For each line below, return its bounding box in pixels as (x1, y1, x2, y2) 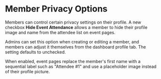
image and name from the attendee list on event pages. (5, 29, 115, 35)
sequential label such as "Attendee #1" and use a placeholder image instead (5, 64, 157, 69)
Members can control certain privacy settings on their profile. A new (5, 19, 142, 25)
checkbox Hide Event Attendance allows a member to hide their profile (5, 24, 148, 30)
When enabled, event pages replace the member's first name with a (5, 58, 141, 64)
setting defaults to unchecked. (5, 49, 66, 55)
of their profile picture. (5, 68, 50, 74)
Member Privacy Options (5, 3, 108, 14)
